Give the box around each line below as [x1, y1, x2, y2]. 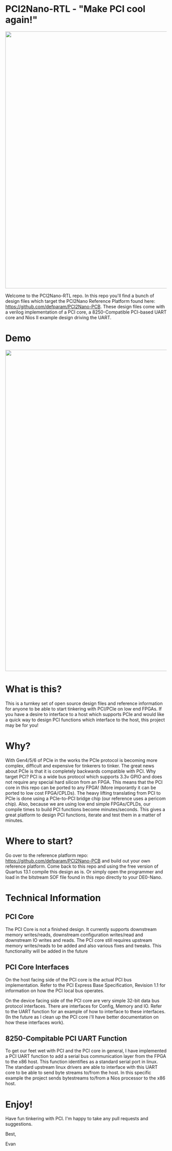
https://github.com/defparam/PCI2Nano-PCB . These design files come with [5, 303, 165, 309]
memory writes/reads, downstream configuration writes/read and [5, 931, 143, 938]
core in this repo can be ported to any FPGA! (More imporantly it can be [5, 784, 156, 791]
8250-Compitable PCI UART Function [5, 1034, 127, 1043]
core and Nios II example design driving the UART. [5, 314, 112, 320]
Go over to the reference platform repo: [5, 852, 89, 858]
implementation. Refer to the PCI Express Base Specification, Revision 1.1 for [5, 982, 166, 988]
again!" [5, 14, 38, 26]
